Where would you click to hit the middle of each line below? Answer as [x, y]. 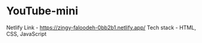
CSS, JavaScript [27, 33]
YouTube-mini [42, 11]
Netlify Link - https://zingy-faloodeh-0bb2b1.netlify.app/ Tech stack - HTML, [101, 27]
